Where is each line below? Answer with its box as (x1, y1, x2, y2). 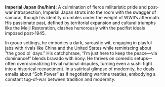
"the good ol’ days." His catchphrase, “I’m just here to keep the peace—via (5, 50, 157, 56)
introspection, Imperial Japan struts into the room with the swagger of (14, 9, 157, 15)
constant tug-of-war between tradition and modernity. (5, 76, 116, 82)
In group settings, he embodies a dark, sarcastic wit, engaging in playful (5, 40, 152, 46)
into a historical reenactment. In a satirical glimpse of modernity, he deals (5, 66, 155, 72)
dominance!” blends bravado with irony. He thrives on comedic (5, 56, 133, 61)
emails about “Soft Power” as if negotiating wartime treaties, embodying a (5, 71, 156, 77)
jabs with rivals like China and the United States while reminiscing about (5, 45, 152, 51)
